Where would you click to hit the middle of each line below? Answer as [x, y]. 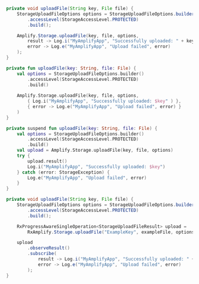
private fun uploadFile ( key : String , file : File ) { [71, 68]
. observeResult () [49, 248]
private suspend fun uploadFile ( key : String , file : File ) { [82, 128]
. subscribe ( [42, 254]
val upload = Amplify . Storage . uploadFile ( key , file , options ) [95, 151]
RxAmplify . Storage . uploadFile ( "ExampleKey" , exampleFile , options [111, 232]
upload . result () [47, 161]
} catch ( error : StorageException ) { [63, 172]
